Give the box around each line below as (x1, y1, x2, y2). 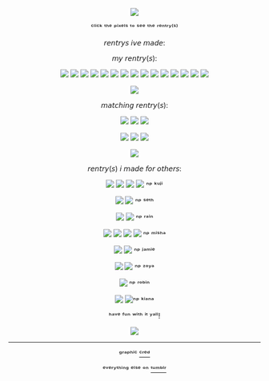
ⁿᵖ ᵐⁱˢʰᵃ (143, 230, 167, 239)
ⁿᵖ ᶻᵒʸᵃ (134, 263, 155, 272)
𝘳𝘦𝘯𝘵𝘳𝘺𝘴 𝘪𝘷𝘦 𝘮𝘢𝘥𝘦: (103, 38, 166, 47)
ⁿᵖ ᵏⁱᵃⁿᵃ (133, 296, 155, 305)
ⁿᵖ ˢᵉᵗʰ (134, 196, 155, 206)
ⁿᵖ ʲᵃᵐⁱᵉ (133, 246, 155, 256)
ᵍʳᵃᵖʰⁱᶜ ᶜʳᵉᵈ (118, 349, 151, 359)
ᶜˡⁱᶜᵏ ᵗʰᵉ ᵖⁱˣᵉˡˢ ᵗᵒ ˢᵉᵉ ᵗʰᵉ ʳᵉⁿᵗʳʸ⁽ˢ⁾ (90, 22, 179, 32)
